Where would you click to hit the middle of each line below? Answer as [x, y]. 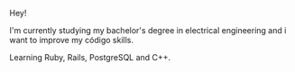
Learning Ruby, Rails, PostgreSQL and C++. [90, 57]
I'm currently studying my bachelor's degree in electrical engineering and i [148, 30]
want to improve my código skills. [71, 40]
